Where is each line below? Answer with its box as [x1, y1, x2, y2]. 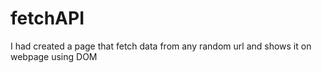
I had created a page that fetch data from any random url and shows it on [10, 40, 312, 52]
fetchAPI [10, 7, 85, 30]
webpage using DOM [10, 50, 98, 62]
